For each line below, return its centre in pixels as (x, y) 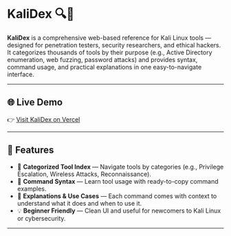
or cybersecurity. (41, 218)
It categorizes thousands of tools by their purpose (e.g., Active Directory (110, 52)
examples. (32, 189)
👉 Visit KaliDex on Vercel (44, 119)
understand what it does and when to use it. (79, 203)
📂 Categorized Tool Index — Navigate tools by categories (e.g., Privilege (120, 167)
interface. (21, 74)
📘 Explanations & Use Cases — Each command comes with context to (117, 196)
